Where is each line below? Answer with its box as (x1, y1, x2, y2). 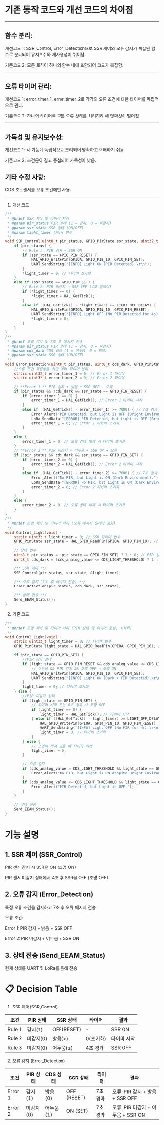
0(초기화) (85, 1035, 106, 1042)
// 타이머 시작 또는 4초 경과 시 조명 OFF (31, 703, 106, 707)
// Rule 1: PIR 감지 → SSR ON (22, 248, 82, 253)
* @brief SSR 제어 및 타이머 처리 (7, 216, 69, 221)
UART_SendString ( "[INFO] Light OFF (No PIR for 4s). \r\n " (40, 726, 161, 730)
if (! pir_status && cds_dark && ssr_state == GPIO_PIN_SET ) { (14, 452, 143, 458)
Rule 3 (7, 1044, 22, 1051)
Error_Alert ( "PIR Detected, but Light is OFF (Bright (31, 412, 143, 417)
